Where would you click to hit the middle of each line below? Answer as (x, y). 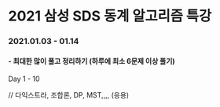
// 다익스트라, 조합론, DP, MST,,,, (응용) (69, 95)
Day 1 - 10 (24, 79)
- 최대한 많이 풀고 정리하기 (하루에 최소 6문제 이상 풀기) (92, 61)
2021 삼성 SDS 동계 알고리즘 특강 (110, 16)
